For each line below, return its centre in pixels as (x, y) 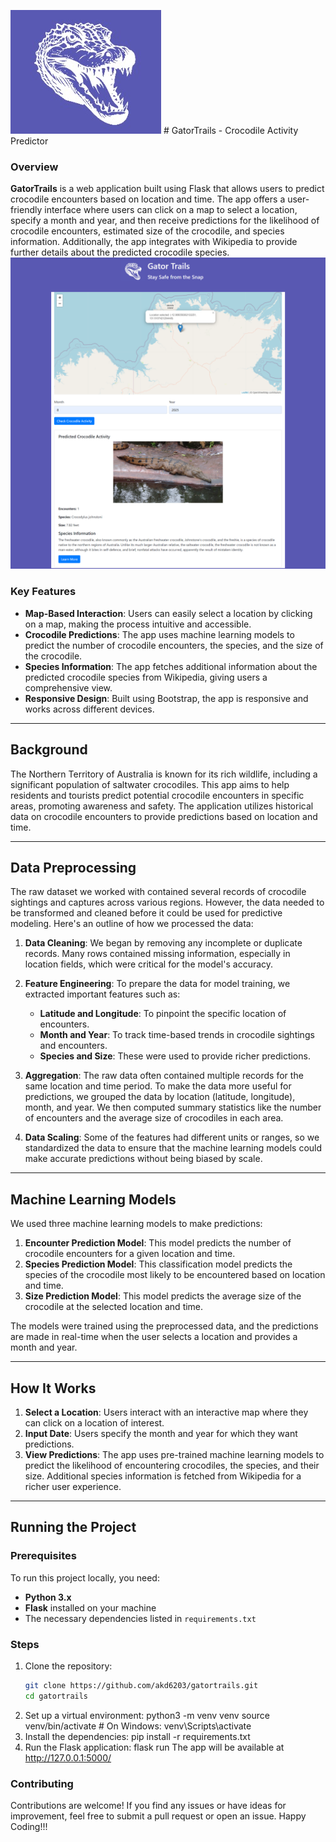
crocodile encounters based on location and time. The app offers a (148, 199)
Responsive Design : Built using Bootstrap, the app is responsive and (166, 698)
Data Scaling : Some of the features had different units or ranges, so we (172, 1137)
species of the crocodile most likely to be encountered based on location (175, 1275)
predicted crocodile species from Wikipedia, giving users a (146, 677)
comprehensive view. (68, 687)
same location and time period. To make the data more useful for (158, 1086)
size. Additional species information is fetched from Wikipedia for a (163, 1476)
